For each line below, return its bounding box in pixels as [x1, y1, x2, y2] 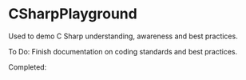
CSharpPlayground [8, 5, 137, 23]
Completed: [8, 62, 47, 72]
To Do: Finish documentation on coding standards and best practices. [8, 46, 238, 56]
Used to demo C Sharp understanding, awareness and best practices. [8, 31, 238, 41]
